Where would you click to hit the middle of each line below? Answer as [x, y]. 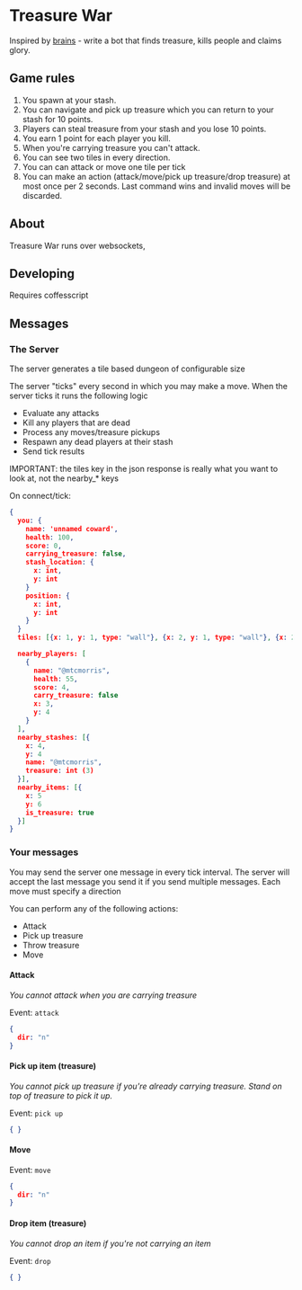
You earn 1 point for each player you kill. [96, 138]
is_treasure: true [60, 813]
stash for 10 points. [58, 119]
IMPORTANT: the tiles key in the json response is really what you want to [144, 469]
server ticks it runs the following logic [79, 396]
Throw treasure [51, 945]
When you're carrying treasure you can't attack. [111, 147]
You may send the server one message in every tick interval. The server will [150, 872]
